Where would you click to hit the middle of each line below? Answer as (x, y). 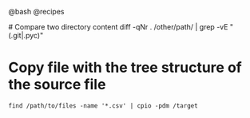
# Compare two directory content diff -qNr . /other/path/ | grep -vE (118, 27)
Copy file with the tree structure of (125, 68)
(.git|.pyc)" (26, 35)
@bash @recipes (36, 12)
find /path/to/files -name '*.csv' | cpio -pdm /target (103, 106)
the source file (57, 85)
